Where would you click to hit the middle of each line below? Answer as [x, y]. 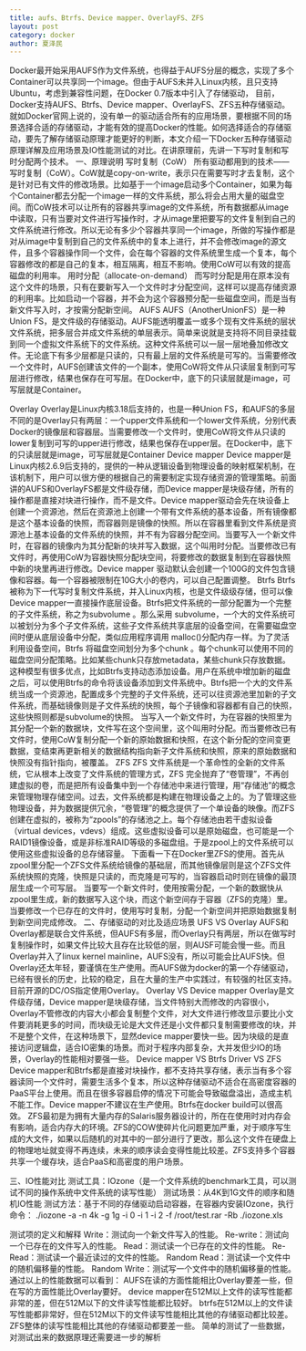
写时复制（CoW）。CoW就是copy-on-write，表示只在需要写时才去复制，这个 [152, 173]
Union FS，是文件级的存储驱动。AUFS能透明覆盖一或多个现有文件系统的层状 [153, 321]
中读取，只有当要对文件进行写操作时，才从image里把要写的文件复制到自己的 [153, 219]
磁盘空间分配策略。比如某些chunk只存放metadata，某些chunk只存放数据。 [150, 660]
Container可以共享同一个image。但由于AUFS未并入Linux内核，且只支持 [144, 82]
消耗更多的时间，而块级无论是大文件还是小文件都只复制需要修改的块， [157, 1025]
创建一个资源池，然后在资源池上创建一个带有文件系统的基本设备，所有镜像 [149, 512]
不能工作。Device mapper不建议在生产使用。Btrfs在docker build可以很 [142, 1105]
